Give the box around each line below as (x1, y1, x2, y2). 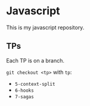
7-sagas (14, 93, 34, 99)
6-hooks (14, 88, 34, 93)
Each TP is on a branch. (6, 57, 64, 64)
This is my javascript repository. (6, 24, 85, 31)
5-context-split (14, 81, 55, 87)
